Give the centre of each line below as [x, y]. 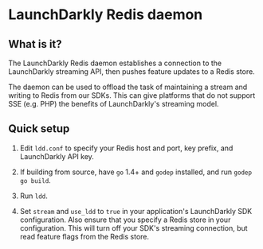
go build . [35, 180]
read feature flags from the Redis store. [84, 236]
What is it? [35, 44]
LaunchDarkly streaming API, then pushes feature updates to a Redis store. [131, 72]
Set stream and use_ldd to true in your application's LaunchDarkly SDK [136, 211]
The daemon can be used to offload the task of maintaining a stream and [128, 87]
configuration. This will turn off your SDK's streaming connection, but [134, 228]
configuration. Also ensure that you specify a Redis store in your [125, 220]
